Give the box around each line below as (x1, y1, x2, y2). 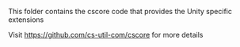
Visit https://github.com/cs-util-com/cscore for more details (8, 31, 204, 39)
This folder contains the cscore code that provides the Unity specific (8, 7, 232, 16)
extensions (8, 15, 44, 24)
